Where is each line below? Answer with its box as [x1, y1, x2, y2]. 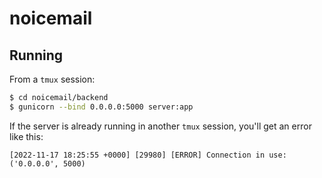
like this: [9, 130, 44, 142]
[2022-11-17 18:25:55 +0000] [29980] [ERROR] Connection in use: [9, 150, 287, 160]
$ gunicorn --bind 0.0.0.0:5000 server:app [9, 102, 194, 112]
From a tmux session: [9, 73, 96, 85]
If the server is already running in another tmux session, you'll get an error [9, 120, 312, 132]
